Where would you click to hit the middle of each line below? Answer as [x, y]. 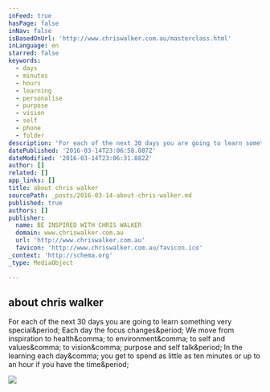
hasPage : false [34, 23]
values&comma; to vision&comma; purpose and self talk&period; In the [126, 348]
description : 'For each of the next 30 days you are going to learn [125, 143]
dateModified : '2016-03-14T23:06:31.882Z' [80, 158]
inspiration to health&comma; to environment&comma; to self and [117, 339]
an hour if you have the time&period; [69, 365]
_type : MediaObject [41, 262]
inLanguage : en [34, 46]
